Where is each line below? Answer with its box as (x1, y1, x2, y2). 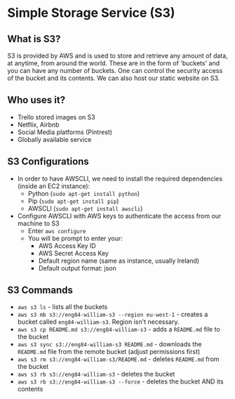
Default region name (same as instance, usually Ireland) (38, 256, 200, 265)
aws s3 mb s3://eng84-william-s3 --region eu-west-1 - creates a (17, 310, 208, 319)
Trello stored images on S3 (17, 112, 96, 121)
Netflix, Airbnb (17, 120, 60, 129)
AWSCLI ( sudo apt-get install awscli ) (27, 204, 143, 212)
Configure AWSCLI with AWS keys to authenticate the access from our (17, 211, 222, 220)
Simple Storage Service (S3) (7, 5, 175, 21)
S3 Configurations (7, 156, 89, 168)
